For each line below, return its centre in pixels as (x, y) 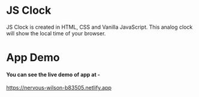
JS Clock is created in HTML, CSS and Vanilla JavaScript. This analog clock (99, 27)
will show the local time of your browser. (56, 33)
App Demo (33, 58)
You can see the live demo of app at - (53, 74)
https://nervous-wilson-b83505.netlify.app (59, 88)
